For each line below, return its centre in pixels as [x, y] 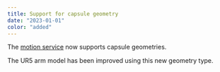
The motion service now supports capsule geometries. [87, 47]
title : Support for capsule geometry [63, 14]
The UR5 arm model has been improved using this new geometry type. [110, 61]
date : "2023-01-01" [36, 20]
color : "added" [30, 27]
